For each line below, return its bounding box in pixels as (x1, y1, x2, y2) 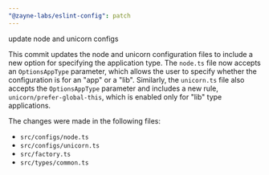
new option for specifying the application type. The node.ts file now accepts (8, 58, 261, 67)
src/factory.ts (19, 150, 71, 158)
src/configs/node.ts (19, 133, 89, 141)
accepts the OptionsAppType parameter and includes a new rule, (8, 83, 218, 93)
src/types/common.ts (19, 158, 89, 167)
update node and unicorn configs (8, 34, 119, 43)
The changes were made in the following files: (8, 116, 161, 125)
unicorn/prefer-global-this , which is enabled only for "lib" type (8, 92, 222, 101)
